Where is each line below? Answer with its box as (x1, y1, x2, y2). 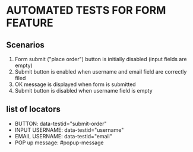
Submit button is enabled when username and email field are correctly (14, 68, 187, 75)
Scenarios (6, 40, 45, 50)
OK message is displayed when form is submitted (14, 81, 136, 88)
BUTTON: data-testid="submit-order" (14, 120, 107, 127)
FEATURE (6, 16, 53, 30)
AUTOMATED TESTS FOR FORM (6, 4, 166, 17)
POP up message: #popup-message (14, 139, 104, 146)
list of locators (6, 104, 61, 115)
